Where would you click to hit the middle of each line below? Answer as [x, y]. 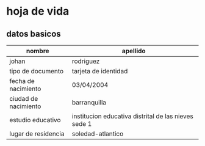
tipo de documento [37, 71]
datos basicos [34, 34]
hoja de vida [38, 11]
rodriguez [86, 61]
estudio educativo [35, 120]
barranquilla [89, 102]
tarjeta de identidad [100, 71]
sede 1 [82, 124]
